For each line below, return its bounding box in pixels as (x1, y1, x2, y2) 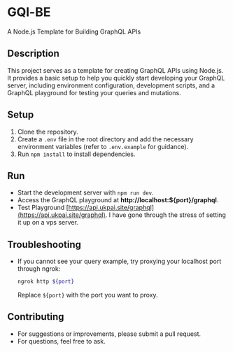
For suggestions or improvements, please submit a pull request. (17, 330, 202, 338)
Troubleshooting (7, 239, 82, 251)
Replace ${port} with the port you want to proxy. (17, 291, 159, 300)
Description (7, 48, 59, 59)
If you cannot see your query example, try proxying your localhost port (17, 257, 222, 266)
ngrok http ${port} (17, 278, 75, 286)
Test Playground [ (17, 204, 69, 212)
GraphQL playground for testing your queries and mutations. (7, 88, 181, 97)
